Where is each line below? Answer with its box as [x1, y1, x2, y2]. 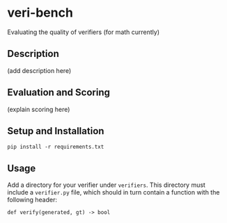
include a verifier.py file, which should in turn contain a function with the [7, 188, 220, 197]
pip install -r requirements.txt [7, 144, 104, 151]
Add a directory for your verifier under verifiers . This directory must [7, 181, 205, 189]
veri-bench [7, 5, 73, 21]
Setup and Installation [7, 125, 104, 137]
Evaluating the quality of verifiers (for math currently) [7, 28, 160, 36]
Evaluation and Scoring [7, 87, 110, 99]
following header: [7, 196, 58, 204]
